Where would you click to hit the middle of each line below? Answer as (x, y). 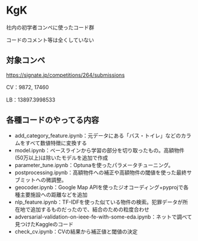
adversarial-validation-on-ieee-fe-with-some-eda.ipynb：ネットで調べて (103, 217)
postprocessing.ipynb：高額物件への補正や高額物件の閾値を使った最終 (101, 172)
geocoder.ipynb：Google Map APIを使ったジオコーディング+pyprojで (99, 187)
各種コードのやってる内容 (53, 120)
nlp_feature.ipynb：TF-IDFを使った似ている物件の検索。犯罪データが (99, 202)
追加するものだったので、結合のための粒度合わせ (90, 209)
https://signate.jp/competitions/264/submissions (66, 75)
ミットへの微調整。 (43, 180)
